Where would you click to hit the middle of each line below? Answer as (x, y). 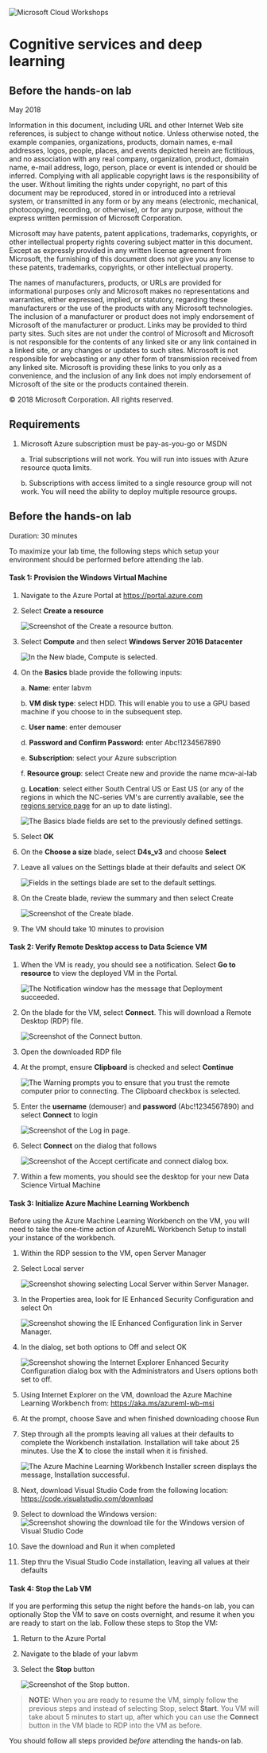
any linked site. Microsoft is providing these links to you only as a (115, 367)
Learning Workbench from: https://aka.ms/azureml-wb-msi (117, 1403)
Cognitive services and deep (106, 45)
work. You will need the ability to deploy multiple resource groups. (129, 491)
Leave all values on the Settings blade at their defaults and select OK (133, 867)
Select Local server (52, 1269)
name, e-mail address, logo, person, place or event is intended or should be (133, 167)
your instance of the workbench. (62, 1238)
